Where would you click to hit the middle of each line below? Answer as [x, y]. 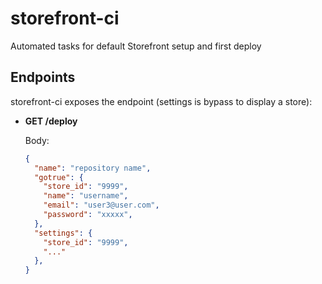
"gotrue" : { [59, 177]
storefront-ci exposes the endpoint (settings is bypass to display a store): [161, 101]
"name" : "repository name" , [93, 168]
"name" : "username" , [86, 196]
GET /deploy [51, 121]
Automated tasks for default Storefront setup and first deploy [136, 46]
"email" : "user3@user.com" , [101, 205]
